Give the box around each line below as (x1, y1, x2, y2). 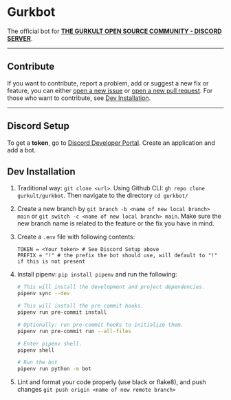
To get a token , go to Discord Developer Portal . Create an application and (7, 139, 215, 147)
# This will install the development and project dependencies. (16, 283, 206, 290)
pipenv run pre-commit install (16, 309, 107, 316)
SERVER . (7, 34, 33, 42)
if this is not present (16, 258, 86, 266)
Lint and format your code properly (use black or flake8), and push (16, 378, 206, 386)
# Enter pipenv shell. (16, 340, 82, 347)
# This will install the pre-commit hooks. (16, 303, 144, 310)
